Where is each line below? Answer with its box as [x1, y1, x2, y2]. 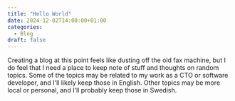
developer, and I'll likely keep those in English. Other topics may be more [7, 78, 221, 87]
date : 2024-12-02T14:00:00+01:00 [7, 17, 107, 24]
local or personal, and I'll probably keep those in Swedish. [7, 86, 177, 95]
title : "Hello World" [7, 10, 72, 18]
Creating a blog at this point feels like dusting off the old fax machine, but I [7, 56, 226, 64]
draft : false [7, 37, 46, 44]
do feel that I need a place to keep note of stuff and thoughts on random [7, 64, 219, 72]
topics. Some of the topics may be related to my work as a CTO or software [7, 71, 229, 80]
